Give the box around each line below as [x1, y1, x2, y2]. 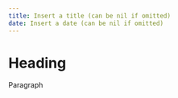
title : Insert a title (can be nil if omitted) [8, 11, 172, 20]
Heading [8, 54, 67, 72]
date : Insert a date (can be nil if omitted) [8, 19, 164, 27]
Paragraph [8, 80, 43, 90]
